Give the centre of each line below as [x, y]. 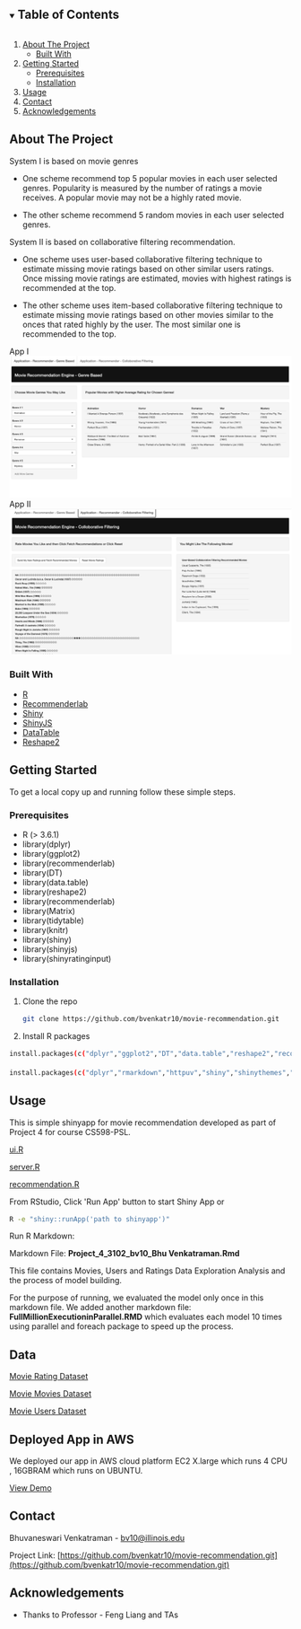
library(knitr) [45, 929]
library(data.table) [56, 882]
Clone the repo [50, 1001]
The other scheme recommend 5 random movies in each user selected [153, 215]
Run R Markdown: [42, 1236]
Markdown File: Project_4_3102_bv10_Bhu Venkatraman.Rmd [125, 1254]
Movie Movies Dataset [51, 1394]
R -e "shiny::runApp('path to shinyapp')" [90, 1219]
